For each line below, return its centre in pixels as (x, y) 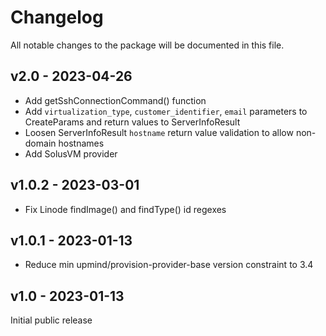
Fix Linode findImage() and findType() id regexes (125, 209)
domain (40, 143)
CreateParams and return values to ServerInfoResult (132, 122)
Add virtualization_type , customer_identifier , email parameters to (166, 111)
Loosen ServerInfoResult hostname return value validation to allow (159, 132)
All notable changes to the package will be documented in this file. (147, 45)
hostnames (81, 143)
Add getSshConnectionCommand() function (115, 100)
